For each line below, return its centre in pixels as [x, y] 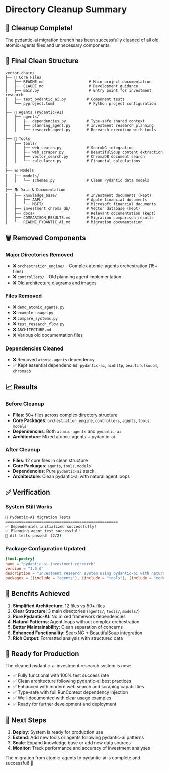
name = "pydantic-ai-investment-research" [50, 564]
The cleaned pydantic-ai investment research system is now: [68, 666]
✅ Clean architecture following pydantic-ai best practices [72, 681]
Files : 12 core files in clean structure [50, 461]
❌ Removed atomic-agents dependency [53, 360]
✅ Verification [28, 492]
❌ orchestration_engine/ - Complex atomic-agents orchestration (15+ [85, 266]
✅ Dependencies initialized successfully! [51, 527]
